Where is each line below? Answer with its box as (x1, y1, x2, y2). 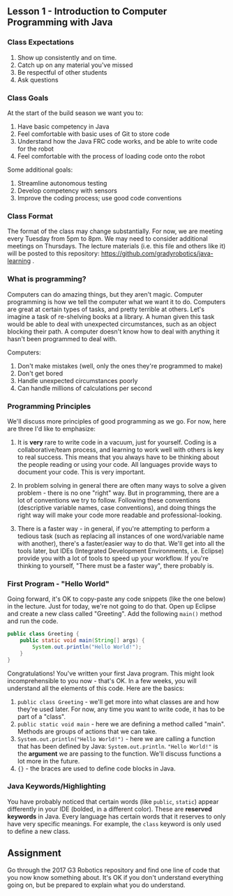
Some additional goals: (7, 165, 73, 174)
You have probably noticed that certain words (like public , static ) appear (7, 797, 219, 805)
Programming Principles (7, 401, 91, 411)
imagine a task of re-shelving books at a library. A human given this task (7, 312, 215, 320)
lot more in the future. (17, 756, 80, 765)
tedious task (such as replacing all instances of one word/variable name (17, 532, 225, 540)
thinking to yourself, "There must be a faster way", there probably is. (17, 561, 214, 569)
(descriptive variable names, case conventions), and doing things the (17, 503, 216, 512)
